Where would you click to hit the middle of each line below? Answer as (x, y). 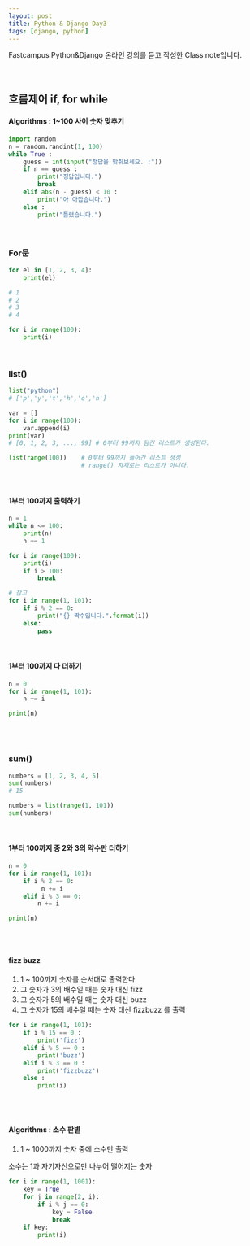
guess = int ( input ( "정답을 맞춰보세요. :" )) (93, 162)
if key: (36, 1227)
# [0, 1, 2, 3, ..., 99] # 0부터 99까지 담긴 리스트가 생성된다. (109, 443)
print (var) (27, 436)
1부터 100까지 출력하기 (44, 500)
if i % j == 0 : (63, 1205)
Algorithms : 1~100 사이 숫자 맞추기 (66, 121)
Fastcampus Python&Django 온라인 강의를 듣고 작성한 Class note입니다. (125, 55)
